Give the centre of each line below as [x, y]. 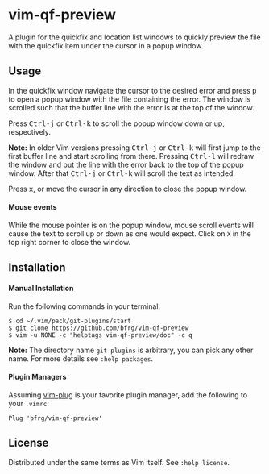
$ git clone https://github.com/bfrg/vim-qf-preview [99, 328]
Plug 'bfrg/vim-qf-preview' [56, 418]
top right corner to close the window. [70, 242]
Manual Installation [41, 288]
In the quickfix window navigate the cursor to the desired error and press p [132, 90]
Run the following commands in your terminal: [85, 306]
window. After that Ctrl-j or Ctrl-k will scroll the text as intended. [122, 173]
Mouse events [33, 207]
